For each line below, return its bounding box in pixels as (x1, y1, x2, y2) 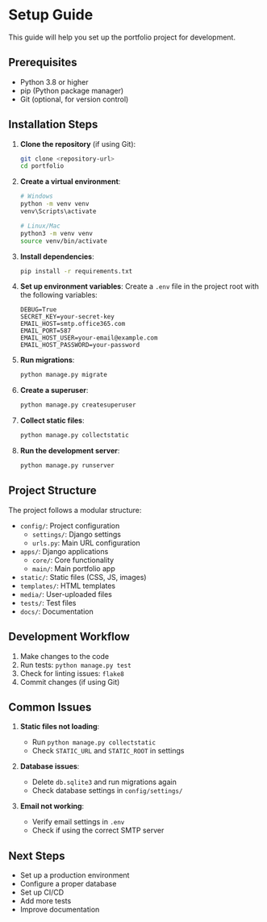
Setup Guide (8, 6, 94, 24)
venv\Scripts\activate (19, 207, 97, 215)
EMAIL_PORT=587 (19, 327, 72, 336)
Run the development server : (19, 446, 120, 456)
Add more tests (19, 896, 72, 906)
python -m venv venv (19, 200, 90, 208)
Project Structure (8, 484, 97, 498)
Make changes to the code (19, 651, 110, 661)
